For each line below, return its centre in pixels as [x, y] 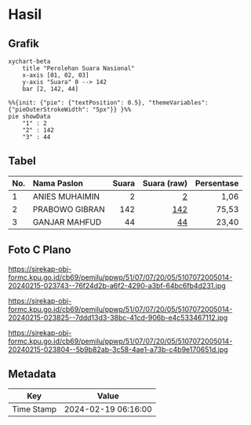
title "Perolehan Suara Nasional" [78, 68]
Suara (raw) [165, 183]
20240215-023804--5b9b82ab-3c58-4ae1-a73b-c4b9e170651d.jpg [118, 349]
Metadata [32, 374]
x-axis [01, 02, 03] [56, 75]
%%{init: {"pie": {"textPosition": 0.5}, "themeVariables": [109, 103]
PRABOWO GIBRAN [69, 209]
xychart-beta [29, 61]
